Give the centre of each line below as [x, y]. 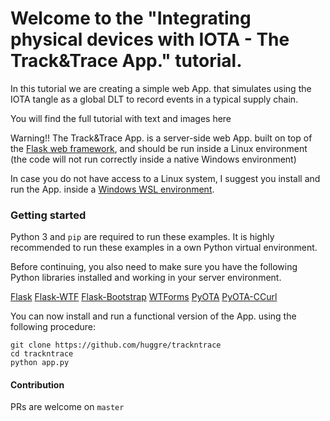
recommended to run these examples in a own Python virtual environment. [164, 248]
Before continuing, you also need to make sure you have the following [154, 267]
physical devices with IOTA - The [150, 39]
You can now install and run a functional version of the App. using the [153, 316]
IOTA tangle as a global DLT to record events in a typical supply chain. [154, 99]
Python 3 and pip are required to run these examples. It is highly [142, 237]
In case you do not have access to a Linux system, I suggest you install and [165, 178]
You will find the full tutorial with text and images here [121, 118]
